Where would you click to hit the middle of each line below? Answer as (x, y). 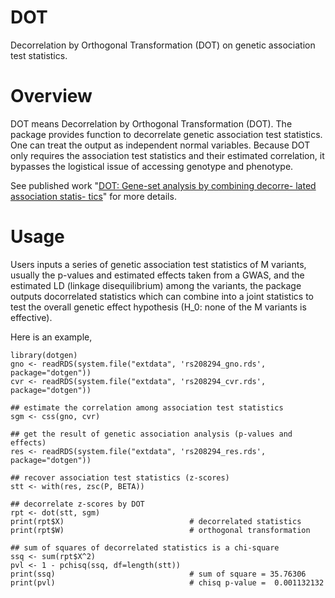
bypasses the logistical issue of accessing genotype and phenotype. (152, 166)
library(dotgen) (44, 355)
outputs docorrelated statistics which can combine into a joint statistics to (162, 296)
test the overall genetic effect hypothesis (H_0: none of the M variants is (158, 307)
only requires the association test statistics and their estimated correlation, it (167, 155)
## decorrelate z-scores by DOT (77, 504)
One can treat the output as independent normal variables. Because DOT (160, 145)
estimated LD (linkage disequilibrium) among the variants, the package (156, 285)
